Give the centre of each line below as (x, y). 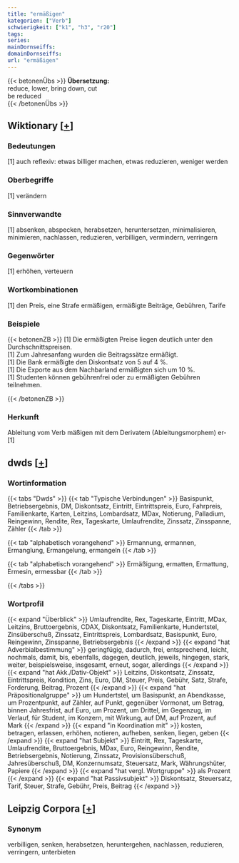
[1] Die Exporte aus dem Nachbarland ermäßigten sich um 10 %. (101, 369)
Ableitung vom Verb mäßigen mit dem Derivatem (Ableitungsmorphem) (112, 433)
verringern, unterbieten (42, 852)
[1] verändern (27, 195)
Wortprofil (26, 603)
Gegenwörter (31, 255)
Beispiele (24, 324)
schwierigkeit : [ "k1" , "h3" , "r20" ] (62, 27)
